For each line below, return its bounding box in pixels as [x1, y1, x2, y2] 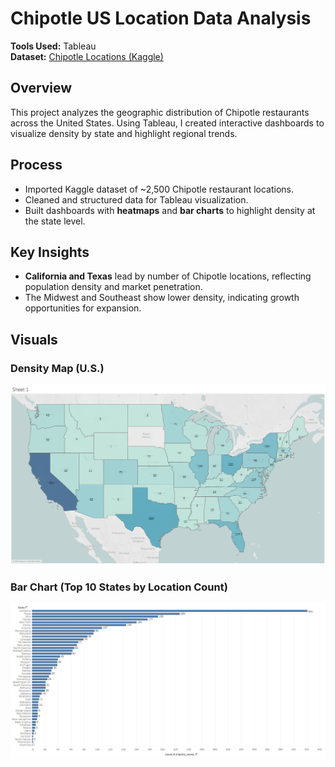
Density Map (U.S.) [10, 361, 105, 375]
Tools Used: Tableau [10, 40, 97, 52]
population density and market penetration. [24, 281, 203, 293]
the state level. [24, 215, 86, 227]
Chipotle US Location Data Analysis [10, 7, 312, 30]
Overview [10, 80, 73, 97]
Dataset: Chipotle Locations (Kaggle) [10, 50, 164, 62]
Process [10, 157, 63, 174]
